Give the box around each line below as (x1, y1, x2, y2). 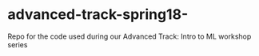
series (7, 39, 28, 49)
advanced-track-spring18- (7, 6, 189, 24)
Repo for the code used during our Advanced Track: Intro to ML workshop (7, 32, 252, 41)
